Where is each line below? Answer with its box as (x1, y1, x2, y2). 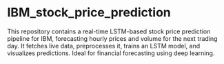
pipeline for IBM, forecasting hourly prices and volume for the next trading (7, 34, 218, 42)
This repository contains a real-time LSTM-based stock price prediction (7, 27, 211, 35)
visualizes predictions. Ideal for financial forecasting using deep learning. (7, 49, 215, 57)
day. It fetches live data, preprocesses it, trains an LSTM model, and (7, 42, 201, 50)
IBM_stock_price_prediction (7, 5, 171, 20)
